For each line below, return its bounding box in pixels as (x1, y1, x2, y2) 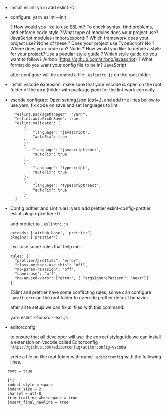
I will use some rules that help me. (10, 244, 81, 249)
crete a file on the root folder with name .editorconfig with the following (10, 354, 162, 360)
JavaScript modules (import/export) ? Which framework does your (10, 35, 149, 41)
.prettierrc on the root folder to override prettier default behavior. (10, 295, 149, 300)
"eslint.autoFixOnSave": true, (15, 116, 81, 121)
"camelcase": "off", (15, 271, 58, 276)
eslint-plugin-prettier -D (10, 211, 60, 216)
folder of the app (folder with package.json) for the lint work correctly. (10, 87, 156, 93)
